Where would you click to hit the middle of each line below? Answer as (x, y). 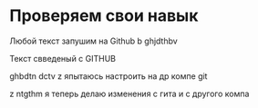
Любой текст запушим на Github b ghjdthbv (93, 41)
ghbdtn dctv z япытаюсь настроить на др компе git (108, 76)
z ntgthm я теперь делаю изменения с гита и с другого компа (129, 93)
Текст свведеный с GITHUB (63, 58)
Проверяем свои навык (104, 16)
